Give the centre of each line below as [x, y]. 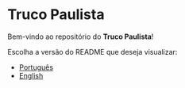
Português [36, 67]
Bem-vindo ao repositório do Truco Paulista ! [81, 36]
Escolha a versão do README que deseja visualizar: [92, 52]
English [31, 75]
